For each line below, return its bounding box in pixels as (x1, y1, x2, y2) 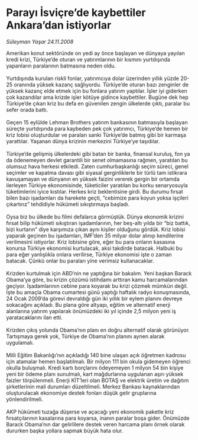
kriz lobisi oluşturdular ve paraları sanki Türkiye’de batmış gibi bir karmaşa (6, 131, 186, 139)
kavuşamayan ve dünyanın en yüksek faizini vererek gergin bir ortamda (6, 175, 180, 182)
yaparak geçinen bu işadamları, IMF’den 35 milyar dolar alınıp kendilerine (6, 232, 184, 239)
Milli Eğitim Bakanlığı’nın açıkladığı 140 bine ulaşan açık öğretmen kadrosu (6, 351, 186, 358)
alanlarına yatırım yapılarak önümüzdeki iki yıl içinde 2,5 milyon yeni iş (6, 307, 176, 314)
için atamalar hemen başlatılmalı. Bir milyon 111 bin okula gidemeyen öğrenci (6, 358, 191, 365)
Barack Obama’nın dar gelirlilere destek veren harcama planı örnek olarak (6, 420, 185, 428)
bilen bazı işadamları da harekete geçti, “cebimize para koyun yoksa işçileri (6, 194, 189, 201)
